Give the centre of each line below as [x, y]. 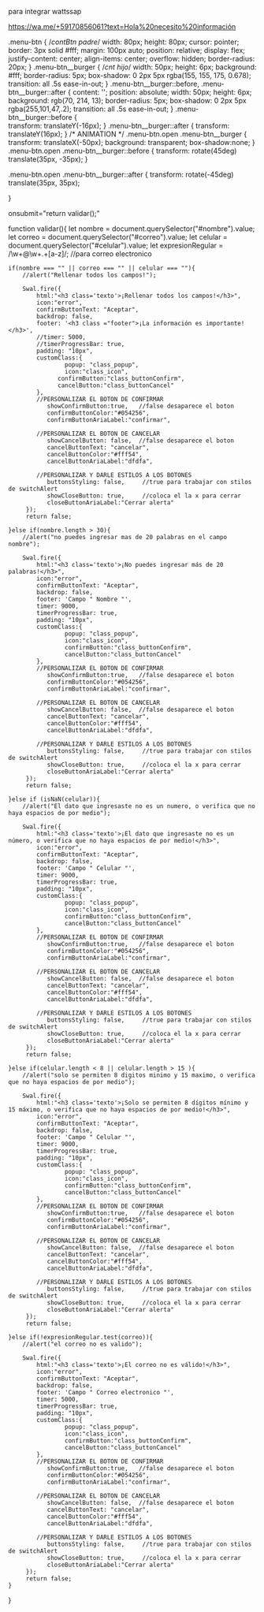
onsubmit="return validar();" [54, 213]
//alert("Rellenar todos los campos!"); [89, 275]
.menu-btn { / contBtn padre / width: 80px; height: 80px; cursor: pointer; [124, 42]
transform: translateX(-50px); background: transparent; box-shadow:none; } [132, 142]
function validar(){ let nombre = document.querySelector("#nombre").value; [132, 229]
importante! [225, 323]
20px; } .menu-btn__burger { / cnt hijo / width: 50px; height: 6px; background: [132, 67]
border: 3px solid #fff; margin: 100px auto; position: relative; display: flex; [127, 50]
